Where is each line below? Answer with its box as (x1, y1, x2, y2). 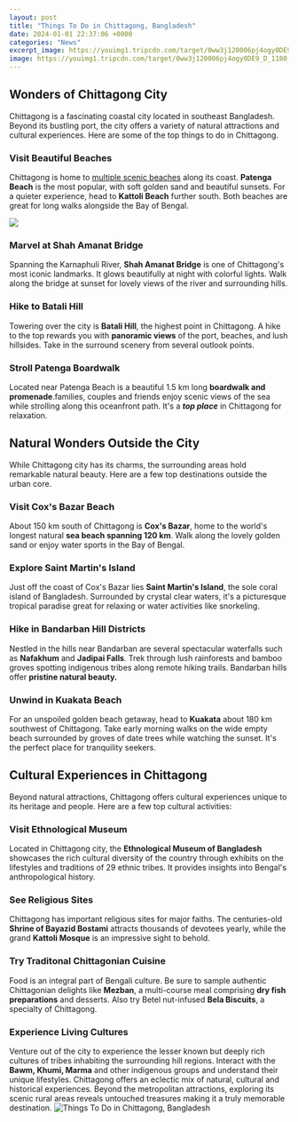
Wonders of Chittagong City (9, 87, 169, 102)
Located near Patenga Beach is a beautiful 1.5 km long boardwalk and (9, 382, 266, 392)
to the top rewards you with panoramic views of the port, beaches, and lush (9, 330, 288, 340)
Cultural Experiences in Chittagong (9, 768, 208, 783)
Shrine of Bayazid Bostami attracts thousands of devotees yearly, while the (9, 923, 286, 934)
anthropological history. (9, 871, 96, 882)
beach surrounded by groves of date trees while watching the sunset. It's (9, 733, 277, 743)
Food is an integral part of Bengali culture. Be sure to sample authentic (9, 975, 267, 986)
